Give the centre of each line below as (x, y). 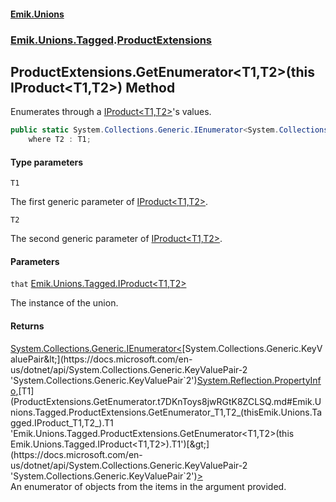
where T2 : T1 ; (60, 140)
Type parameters (47, 162)
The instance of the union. (64, 303)
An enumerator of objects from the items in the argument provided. (148, 486)
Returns (27, 326)
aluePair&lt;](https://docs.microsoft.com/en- (101, 359)
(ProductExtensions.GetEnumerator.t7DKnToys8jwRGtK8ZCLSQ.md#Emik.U (166, 401)
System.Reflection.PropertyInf (259, 380)
